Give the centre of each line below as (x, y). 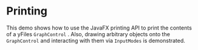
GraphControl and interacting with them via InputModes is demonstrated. (96, 40)
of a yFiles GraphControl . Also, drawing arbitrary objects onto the (88, 34)
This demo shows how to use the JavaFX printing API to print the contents (99, 28)
